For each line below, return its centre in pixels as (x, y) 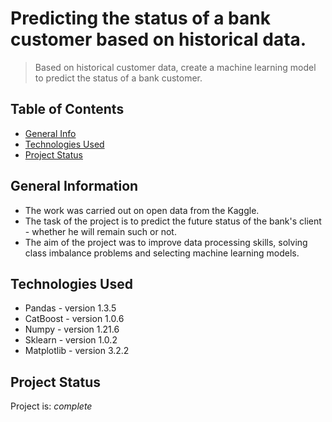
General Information (74, 186)
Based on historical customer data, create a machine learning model (175, 67)
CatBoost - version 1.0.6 (74, 319)
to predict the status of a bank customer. (118, 78)
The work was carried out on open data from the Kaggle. (142, 210)
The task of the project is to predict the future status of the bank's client (173, 221)
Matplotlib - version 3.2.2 (77, 351)
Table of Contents (67, 109)
